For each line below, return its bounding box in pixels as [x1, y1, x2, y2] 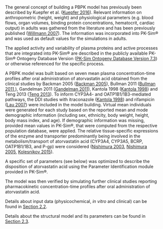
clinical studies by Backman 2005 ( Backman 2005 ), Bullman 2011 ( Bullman [5, 81, 156, 87]
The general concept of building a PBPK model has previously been [5, 4, 142, 10]
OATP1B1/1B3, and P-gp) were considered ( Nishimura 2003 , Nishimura [5, 144, 147, 149]
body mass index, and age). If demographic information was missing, [5, 118, 145, 123]
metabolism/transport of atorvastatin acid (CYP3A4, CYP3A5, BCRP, [5, 138, 143, 144]
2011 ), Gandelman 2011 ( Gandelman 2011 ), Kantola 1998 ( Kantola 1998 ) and [5, 86, 158, 92]
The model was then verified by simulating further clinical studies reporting [5, 178, 157, 184]
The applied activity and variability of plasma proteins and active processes [5, 45, 158, 51]
